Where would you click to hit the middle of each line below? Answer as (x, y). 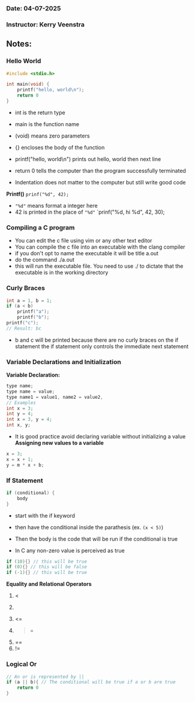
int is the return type (40, 112)
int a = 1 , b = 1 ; (29, 301)
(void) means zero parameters (52, 136)
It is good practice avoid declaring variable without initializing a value (100, 437)
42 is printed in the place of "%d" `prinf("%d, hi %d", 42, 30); (90, 212)
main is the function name (47, 124)
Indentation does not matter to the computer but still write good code (100, 182)
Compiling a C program (40, 228)
